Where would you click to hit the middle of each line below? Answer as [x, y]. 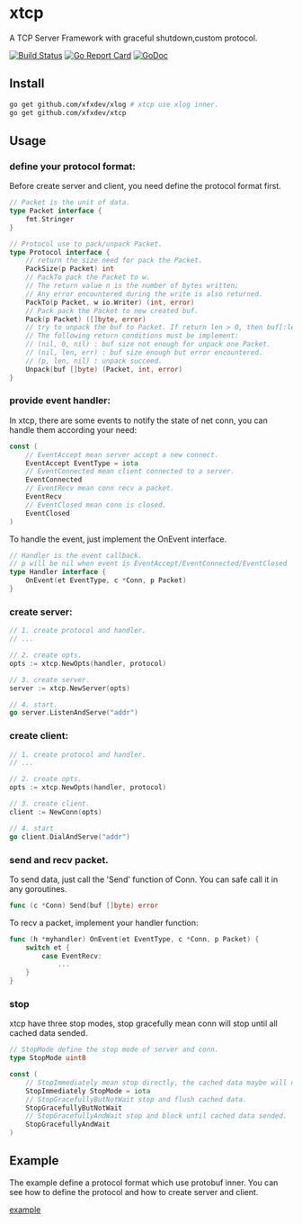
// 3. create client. [50, 804]
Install [27, 84]
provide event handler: [60, 400]
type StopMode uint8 [48, 1058]
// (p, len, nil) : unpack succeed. [94, 361]
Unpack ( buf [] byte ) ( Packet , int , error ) [104, 369]
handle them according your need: [73, 429]
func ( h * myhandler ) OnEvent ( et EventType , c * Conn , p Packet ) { [134, 939]
